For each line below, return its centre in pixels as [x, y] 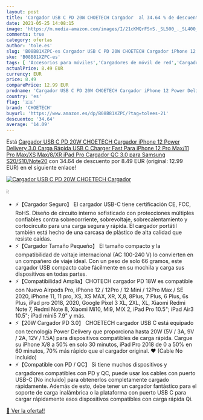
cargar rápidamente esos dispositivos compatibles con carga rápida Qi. [104, 399]
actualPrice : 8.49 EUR [35, 68]
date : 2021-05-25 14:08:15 [40, 23]
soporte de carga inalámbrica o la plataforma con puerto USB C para [100, 393]
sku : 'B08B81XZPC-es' [34, 57]
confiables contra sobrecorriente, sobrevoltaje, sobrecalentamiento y [101, 219]
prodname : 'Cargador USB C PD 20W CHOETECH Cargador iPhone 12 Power [96, 91]
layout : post [23, 12]
